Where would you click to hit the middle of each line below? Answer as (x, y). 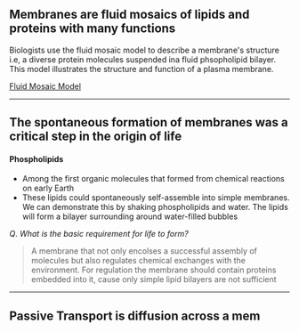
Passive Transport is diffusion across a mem (135, 316)
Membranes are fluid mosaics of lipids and (129, 15)
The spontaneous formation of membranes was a (149, 122)
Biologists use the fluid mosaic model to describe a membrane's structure (145, 50)
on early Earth (48, 188)
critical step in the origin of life (96, 137)
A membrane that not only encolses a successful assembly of (144, 251)
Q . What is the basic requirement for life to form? (99, 234)
